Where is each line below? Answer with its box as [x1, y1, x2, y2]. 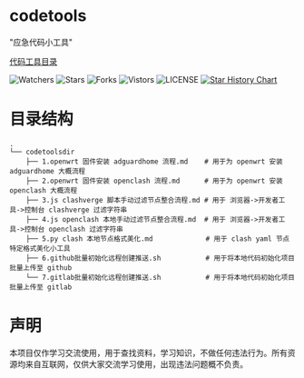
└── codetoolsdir [9, 147, 75, 156]
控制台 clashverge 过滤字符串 [24, 205, 128, 214]
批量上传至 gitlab [9, 283, 73, 292]
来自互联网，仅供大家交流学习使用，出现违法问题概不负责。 [25, 358, 248, 369]
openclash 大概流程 [9, 185, 78, 195]
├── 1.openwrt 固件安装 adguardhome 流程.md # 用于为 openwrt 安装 [25, 156, 283, 166]
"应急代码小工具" [9, 36, 74, 47]
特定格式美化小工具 [9, 244, 71, 253]
